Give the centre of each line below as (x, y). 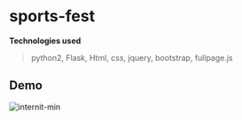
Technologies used (45, 41)
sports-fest (52, 16)
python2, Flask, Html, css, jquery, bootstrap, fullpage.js (132, 57)
